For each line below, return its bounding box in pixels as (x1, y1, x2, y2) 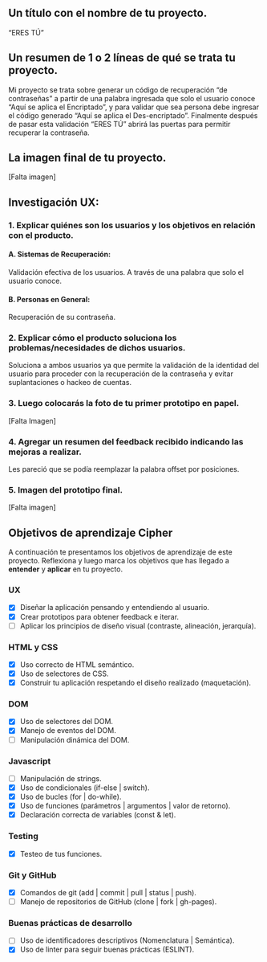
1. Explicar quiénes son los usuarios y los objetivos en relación (8, 219, 256, 231)
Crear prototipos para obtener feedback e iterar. (19, 612, 179, 621)
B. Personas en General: (8, 294, 91, 304)
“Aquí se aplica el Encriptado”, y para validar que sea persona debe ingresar (8, 102, 259, 112)
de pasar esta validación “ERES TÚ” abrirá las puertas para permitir (8, 119, 231, 129)
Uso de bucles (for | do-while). (19, 792, 122, 802)
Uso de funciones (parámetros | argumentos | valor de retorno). (19, 801, 231, 811)
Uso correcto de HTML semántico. (19, 659, 135, 669)
